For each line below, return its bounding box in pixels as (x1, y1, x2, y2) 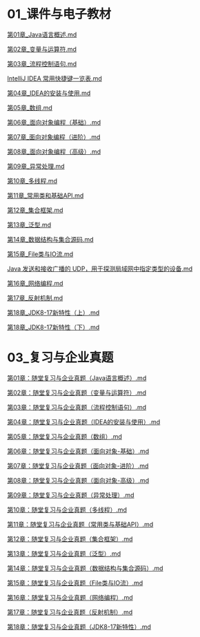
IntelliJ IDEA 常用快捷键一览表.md (7, 74, 102, 83)
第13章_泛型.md (7, 220, 52, 229)
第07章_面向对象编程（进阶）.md (7, 132, 101, 141)
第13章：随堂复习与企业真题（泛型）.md (7, 549, 121, 558)
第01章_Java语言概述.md (7, 30, 77, 39)
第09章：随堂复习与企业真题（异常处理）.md (7, 490, 134, 499)
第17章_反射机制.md (7, 293, 63, 302)
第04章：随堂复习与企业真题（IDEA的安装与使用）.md (7, 417, 161, 426)
